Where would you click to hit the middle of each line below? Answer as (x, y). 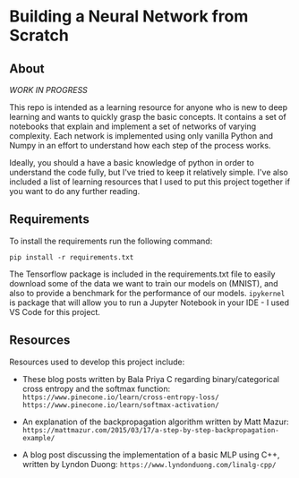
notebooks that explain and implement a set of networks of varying (133, 126)
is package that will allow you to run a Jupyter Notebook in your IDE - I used (149, 303)
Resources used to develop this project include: (97, 362)
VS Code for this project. (55, 312)
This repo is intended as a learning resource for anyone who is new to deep (149, 107)
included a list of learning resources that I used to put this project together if (150, 182)
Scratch (39, 35)
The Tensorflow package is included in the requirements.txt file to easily (142, 274)
